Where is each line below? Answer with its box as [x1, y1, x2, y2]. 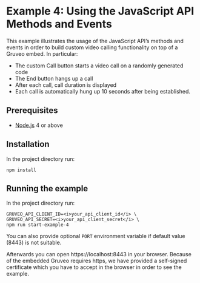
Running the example [6, 183, 88, 194]
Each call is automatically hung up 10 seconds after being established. [15, 87, 191, 95]
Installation [6, 139, 50, 149]
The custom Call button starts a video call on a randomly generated [15, 62, 184, 69]
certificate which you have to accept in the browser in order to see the [6, 264, 182, 271]
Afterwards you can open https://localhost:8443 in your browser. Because [6, 251, 192, 258]
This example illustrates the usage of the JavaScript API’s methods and [6, 37, 184, 44]
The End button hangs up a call [15, 75, 93, 82]
